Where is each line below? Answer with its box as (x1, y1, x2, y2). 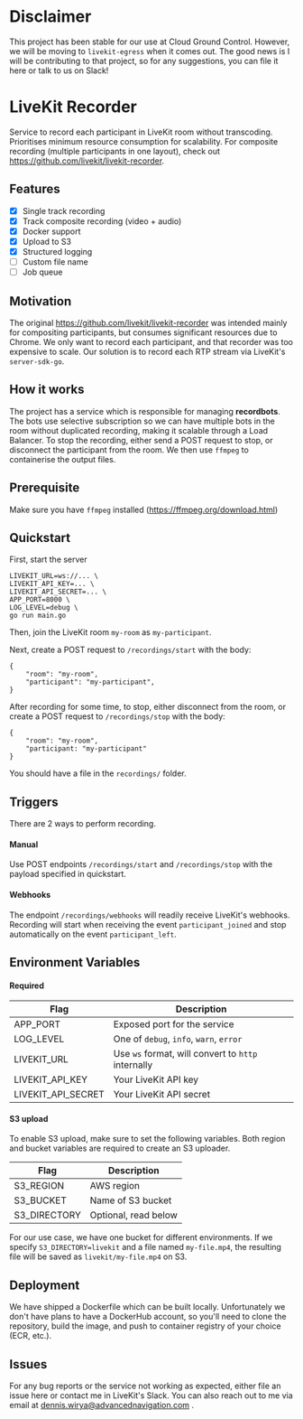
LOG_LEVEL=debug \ (9, 603, 78, 612)
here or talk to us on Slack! (9, 65, 109, 76)
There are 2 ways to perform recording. (9, 818, 156, 829)
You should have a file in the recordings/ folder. (9, 768, 187, 779)
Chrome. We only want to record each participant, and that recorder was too (9, 336, 293, 347)
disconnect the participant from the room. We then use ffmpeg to (9, 444, 250, 455)
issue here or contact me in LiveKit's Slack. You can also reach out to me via (9, 1390, 293, 1401)
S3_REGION (14, 1180, 65, 1192)
